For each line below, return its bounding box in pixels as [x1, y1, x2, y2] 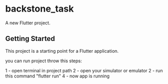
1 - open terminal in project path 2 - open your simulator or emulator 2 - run [5, 67, 163, 73]
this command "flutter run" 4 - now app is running [5, 73, 110, 79]
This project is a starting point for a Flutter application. [5, 48, 119, 54]
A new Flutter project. [5, 20, 51, 26]
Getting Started [5, 34, 55, 43]
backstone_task [5, 3, 74, 15]
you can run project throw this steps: [5, 58, 82, 64]
